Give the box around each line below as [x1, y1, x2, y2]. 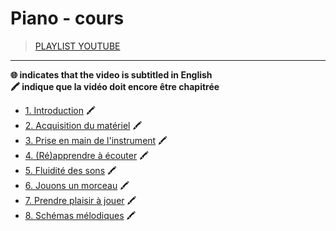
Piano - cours [10, 7, 125, 30]
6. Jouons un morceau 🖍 [24, 179, 130, 191]
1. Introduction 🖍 [24, 104, 96, 116]
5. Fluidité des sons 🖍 [24, 164, 117, 176]
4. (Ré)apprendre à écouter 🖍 [24, 149, 150, 161]
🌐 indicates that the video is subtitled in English [10, 68, 213, 81]
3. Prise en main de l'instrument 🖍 [24, 134, 168, 146]
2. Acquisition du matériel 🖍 [24, 119, 143, 131]
